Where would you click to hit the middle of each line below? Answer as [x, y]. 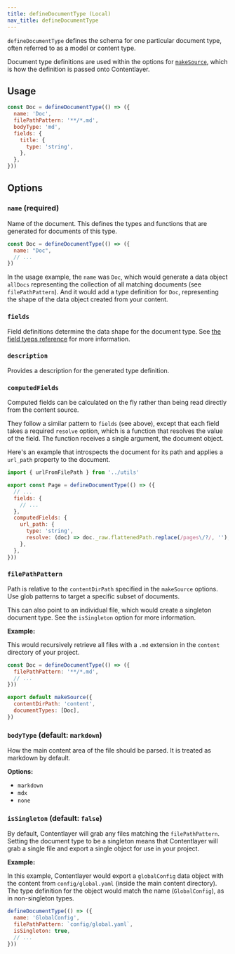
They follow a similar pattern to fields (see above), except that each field [113, 424]
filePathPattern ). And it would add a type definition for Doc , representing [113, 292]
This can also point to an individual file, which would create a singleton [109, 610]
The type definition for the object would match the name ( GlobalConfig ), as [116, 891]
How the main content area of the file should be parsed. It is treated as [109, 751]
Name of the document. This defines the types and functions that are [107, 223]
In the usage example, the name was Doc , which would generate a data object [117, 277]
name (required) [33, 208]
